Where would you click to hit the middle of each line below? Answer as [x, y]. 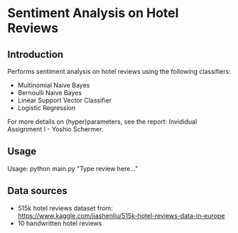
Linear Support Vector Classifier [65, 100]
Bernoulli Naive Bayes [50, 93]
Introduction [36, 54]
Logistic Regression [47, 108]
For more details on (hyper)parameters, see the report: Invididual [102, 121]
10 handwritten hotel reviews [60, 223]
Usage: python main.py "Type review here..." [73, 168]
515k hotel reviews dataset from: [65, 208]
